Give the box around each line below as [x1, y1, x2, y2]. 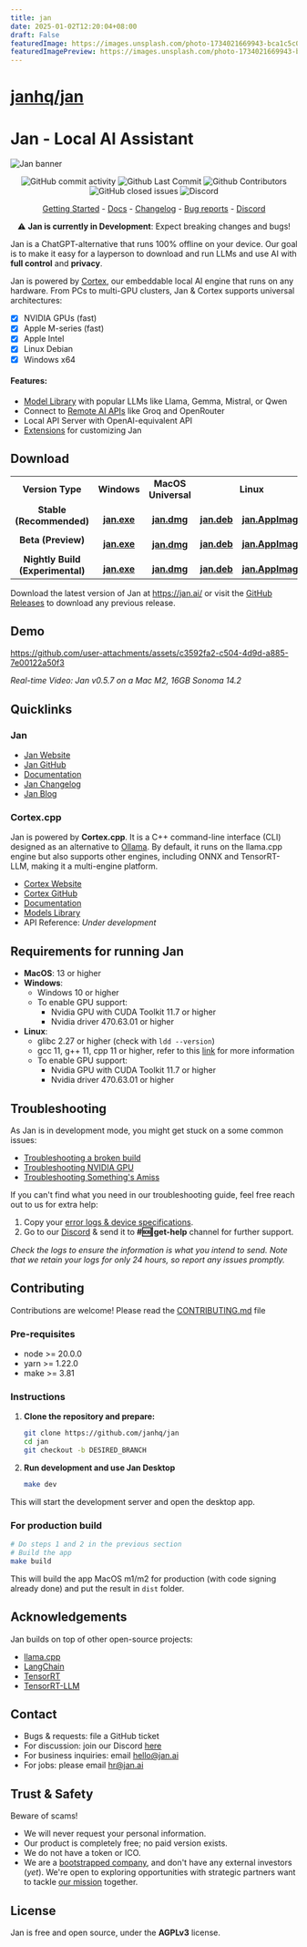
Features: [10, 376, 48, 386]
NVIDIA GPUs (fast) [23, 313, 97, 324]
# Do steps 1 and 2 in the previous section [10, 1540, 182, 1550]
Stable [37, 503, 67, 516]
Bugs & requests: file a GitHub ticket [23, 1731, 160, 1742]
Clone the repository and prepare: [23, 1411, 156, 1422]
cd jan [23, 1437, 49, 1447]
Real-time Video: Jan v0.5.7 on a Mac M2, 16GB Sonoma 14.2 [10, 675, 242, 686]
